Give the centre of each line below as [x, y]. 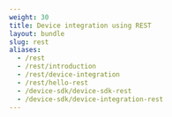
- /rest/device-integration [69, 75]
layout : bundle [37, 33]
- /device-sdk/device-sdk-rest [75, 91]
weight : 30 [29, 17]
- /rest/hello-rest [53, 83]
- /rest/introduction [57, 67]
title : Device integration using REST [80, 26]
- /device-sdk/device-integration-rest [90, 99]
